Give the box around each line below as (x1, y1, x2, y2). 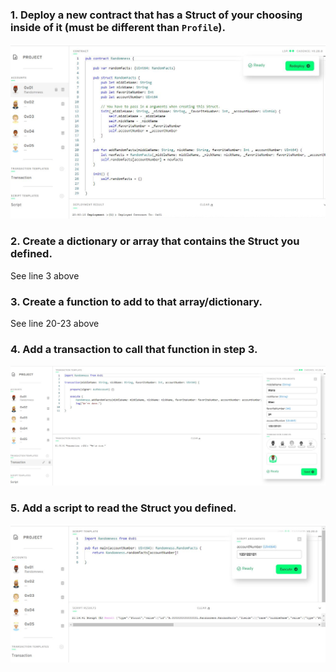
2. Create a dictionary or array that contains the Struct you (10, 234, 300, 248)
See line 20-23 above (10, 317, 100, 329)
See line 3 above (10, 269, 80, 282)
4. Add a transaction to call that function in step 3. (10, 342, 258, 356)
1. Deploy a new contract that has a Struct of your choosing (10, 8, 303, 22)
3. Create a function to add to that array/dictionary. (10, 294, 263, 308)
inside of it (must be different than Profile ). (10, 20, 226, 34)
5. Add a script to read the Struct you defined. (10, 501, 237, 515)
